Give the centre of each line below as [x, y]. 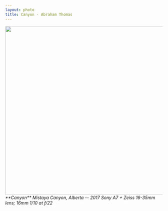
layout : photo [20, 10]
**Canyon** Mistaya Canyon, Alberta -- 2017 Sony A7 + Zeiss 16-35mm [80, 197]
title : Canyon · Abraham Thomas [39, 14]
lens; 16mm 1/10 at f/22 [29, 202]
